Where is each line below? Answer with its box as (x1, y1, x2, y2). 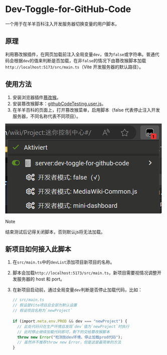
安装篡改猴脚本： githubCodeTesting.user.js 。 (12, 101, 106, 107)
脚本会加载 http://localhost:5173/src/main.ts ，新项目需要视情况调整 (12, 270, 157, 276)
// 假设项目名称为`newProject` (12, 308, 73, 313)
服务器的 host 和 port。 (17, 276, 65, 282)
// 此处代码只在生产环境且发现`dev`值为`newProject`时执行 (17, 324, 129, 329)
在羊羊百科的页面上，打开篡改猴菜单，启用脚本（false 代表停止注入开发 (12, 107, 160, 113)
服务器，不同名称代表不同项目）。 (12, 113, 81, 119)
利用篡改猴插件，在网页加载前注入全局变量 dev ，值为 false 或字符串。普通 (5, 51, 155, 57)
